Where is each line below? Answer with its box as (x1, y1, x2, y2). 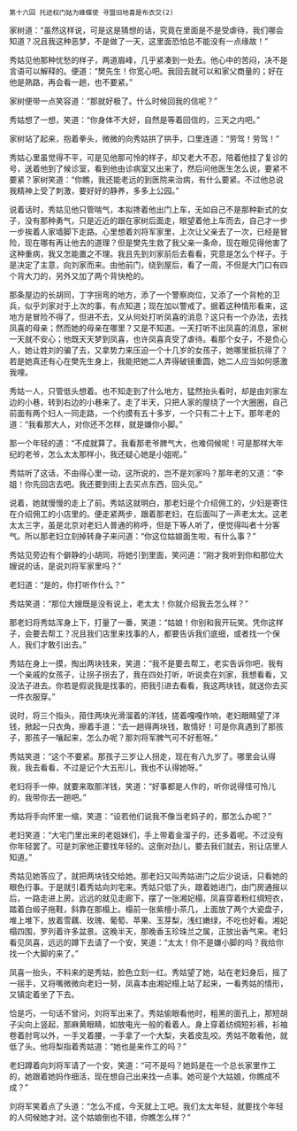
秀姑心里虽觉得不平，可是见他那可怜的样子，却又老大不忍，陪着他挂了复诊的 (9, 152, 288, 162)
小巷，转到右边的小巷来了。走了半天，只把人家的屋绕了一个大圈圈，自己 (24, 397, 288, 407)
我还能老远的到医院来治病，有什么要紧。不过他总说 (97, 174, 285, 184)
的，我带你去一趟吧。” (9, 792, 87, 802)
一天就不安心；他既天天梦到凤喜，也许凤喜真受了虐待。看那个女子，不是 (9, 334, 272, 344)
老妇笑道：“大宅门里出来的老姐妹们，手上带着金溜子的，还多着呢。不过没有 (9, 830, 285, 840)
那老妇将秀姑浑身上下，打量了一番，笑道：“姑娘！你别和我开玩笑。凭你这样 (9, 617, 285, 627)
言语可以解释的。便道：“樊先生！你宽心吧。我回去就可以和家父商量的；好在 (9, 66, 285, 76)
